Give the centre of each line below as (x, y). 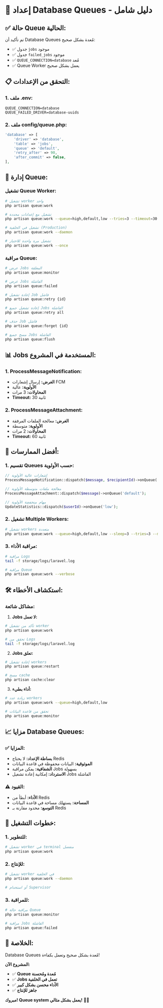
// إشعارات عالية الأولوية (26, 475)
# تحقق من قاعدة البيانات (27, 711)
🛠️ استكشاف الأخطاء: (34, 590)
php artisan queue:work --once (37, 246)
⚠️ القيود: (15, 787)
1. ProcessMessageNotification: (43, 371)
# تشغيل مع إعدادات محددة (28, 214)
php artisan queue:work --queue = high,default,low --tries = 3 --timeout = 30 (81, 219)
